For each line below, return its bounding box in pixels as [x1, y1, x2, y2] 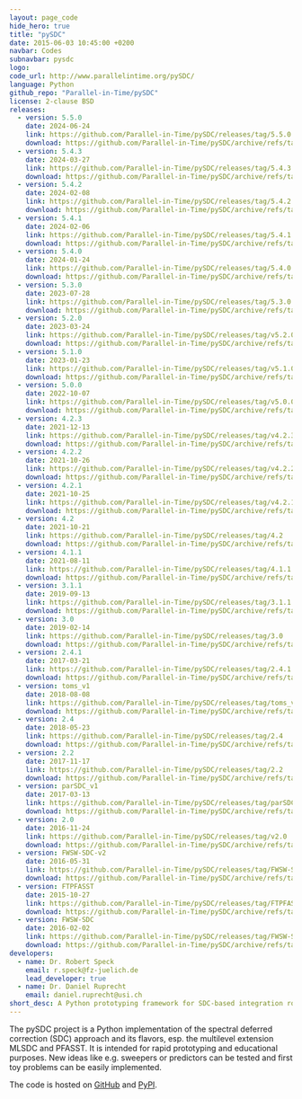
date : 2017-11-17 [25, 757, 91, 766]
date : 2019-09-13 [25, 589, 91, 598]
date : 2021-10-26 [25, 456, 91, 465]
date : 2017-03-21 [25, 657, 91, 666]
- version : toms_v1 [17, 681, 91, 690]
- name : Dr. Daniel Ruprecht [17, 982, 127, 991]
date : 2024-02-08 [25, 189, 91, 198]
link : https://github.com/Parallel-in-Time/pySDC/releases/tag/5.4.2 [25, 197, 292, 207]
